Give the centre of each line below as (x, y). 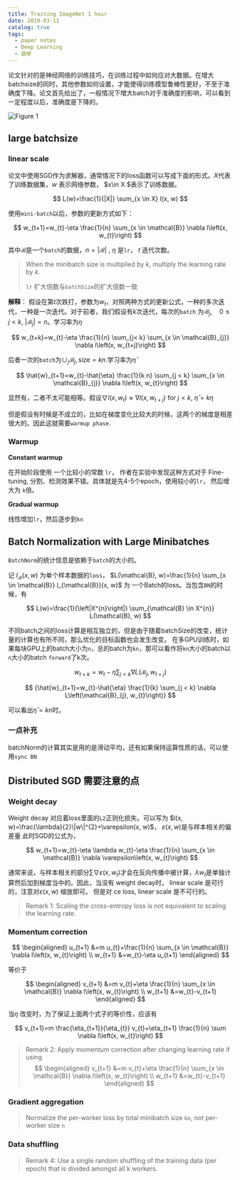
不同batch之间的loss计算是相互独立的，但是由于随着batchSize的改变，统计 (118, 631)
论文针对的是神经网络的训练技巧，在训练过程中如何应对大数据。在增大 (111, 75)
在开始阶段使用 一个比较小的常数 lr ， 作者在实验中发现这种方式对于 (108, 472)
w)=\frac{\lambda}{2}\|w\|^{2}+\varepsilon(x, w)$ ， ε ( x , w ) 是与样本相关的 (116, 827)
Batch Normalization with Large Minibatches (109, 542)
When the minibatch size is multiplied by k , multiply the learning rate (126, 264)
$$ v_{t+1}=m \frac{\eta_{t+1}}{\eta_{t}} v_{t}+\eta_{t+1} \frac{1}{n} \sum (120, 1028)
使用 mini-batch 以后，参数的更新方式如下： (71, 213)
